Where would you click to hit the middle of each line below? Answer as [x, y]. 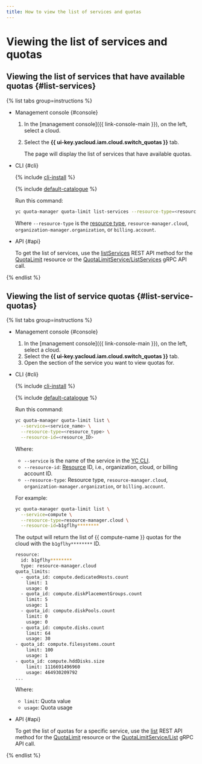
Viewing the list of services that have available [96, 77]
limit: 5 [37, 600]
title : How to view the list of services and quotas [74, 12]
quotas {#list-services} [51, 86]
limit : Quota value [47, 701]
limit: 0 [37, 616]
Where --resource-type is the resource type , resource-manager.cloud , [102, 223]
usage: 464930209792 [52, 672]
